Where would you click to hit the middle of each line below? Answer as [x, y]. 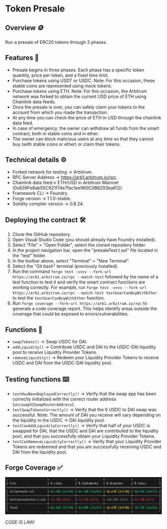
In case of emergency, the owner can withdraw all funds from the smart [86, 128]
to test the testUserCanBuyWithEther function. [59, 298]
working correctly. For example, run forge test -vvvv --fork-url [80, 287]
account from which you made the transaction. [60, 112]
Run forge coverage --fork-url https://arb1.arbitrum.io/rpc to [80, 303]
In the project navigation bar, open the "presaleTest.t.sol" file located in [85, 251]
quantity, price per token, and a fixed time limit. [61, 75]
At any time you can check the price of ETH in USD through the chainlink [87, 117]
